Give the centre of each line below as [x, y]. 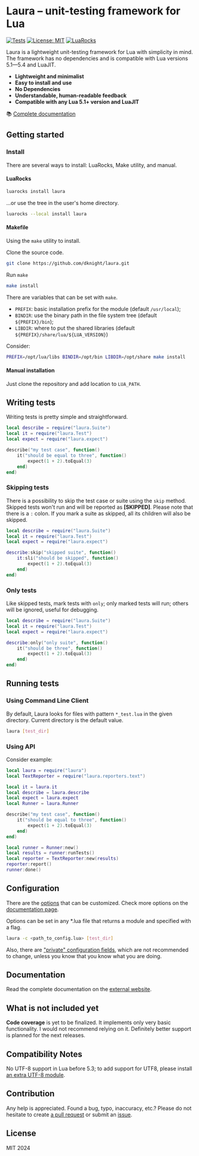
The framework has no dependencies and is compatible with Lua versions [97, 58]
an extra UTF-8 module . [36, 1075]
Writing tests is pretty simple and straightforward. [67, 417]
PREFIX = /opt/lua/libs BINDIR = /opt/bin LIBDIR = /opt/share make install [96, 357]
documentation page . [33, 909]
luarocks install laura [36, 191]
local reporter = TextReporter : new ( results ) [62, 859]
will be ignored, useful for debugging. [52, 610]
